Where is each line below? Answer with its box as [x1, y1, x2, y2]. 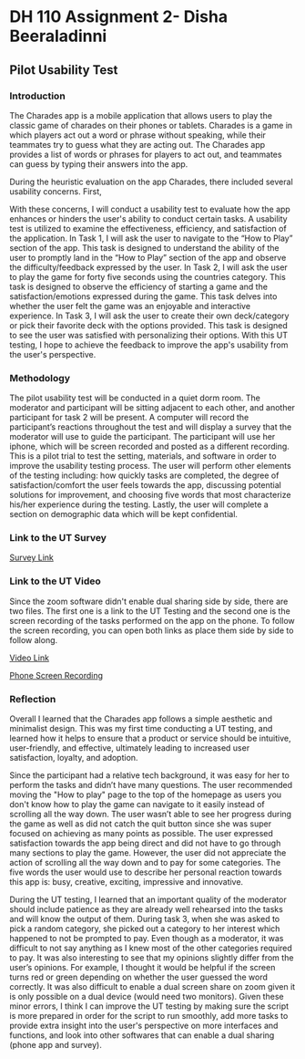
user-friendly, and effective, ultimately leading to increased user [9, 742, 250, 753]
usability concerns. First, [9, 185, 102, 197]
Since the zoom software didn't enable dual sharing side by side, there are [9, 596, 289, 607]
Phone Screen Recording [9, 670, 103, 680]
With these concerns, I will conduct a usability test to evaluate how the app [9, 203, 291, 214]
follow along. [9, 634, 58, 645]
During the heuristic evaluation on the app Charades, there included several [9, 176, 293, 187]
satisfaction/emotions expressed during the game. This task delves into [9, 290, 278, 302]
